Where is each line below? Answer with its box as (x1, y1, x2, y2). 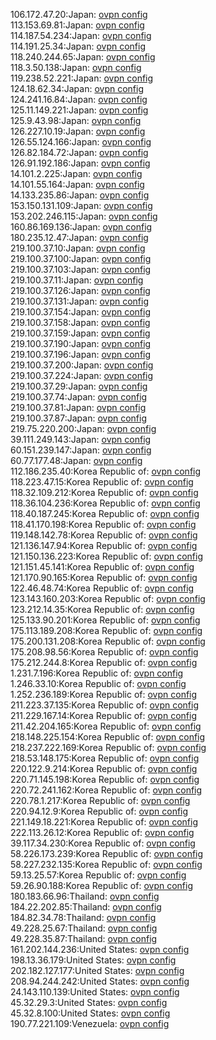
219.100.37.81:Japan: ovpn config (10, 402, 147, 413)
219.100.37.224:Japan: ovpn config (10, 370, 154, 381)
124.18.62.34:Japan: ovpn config (10, 83, 144, 94)
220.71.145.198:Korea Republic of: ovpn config (10, 774, 200, 785)
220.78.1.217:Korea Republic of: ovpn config (10, 795, 191, 806)
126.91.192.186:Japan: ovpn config (10, 157, 151, 169)
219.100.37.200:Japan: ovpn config (10, 359, 154, 371)
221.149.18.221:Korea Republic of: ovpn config (10, 816, 198, 828)
